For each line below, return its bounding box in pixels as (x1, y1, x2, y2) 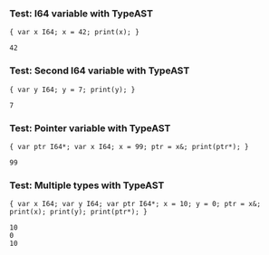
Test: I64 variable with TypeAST (9, 7, 154, 20)
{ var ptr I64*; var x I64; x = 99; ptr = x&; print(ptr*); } (9, 142, 249, 151)
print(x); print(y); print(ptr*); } (9, 207, 148, 217)
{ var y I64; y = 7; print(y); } (9, 85, 136, 94)
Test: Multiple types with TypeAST (9, 179, 165, 192)
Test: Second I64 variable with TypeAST (9, 64, 190, 77)
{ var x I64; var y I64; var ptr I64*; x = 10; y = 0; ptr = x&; (9, 200, 261, 209)
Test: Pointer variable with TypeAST (9, 121, 171, 134)
